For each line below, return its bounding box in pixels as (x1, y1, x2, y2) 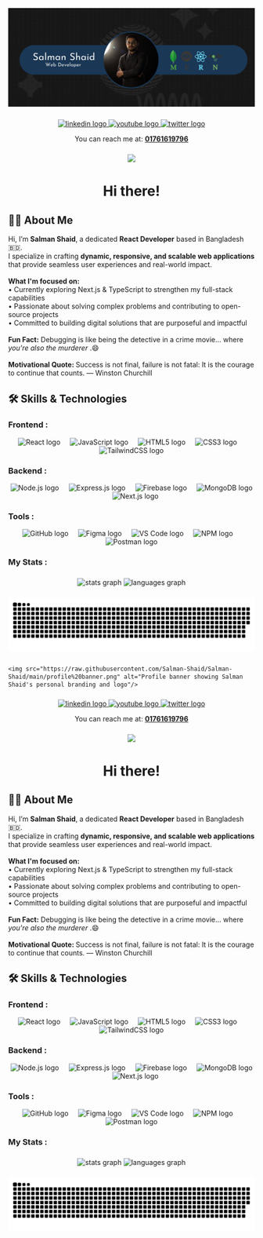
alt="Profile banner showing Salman (124, 673, 243, 681)
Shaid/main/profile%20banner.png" (8, 673, 121, 681)
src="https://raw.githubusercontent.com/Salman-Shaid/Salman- (25, 665, 233, 673)
